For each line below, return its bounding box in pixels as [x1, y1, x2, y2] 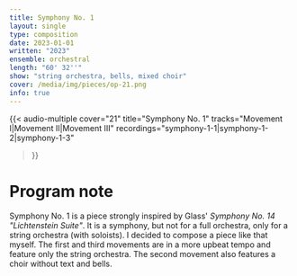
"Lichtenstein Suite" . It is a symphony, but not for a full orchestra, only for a [9, 220, 288, 231]
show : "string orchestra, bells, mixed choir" [9, 72, 187, 81]
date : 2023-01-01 [9, 38, 75, 48]
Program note [9, 181, 114, 201]
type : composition [9, 30, 78, 39]
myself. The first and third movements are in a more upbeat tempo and [9, 239, 272, 250]
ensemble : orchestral [9, 55, 91, 64]
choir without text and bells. [9, 258, 112, 270]
